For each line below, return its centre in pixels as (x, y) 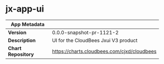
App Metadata (28, 24)
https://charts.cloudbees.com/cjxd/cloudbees (104, 51)
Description (22, 40)
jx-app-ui (25, 9)
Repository (21, 54)
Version (17, 32)
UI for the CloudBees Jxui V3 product (95, 40)
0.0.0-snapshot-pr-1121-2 (85, 32)
